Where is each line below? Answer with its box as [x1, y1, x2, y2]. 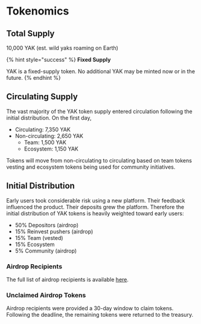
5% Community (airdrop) [14, 247, 77, 254]
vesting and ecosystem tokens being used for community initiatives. [6, 163, 176, 170]
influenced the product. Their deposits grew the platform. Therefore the [6, 203, 185, 210]
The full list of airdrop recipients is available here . [6, 276, 129, 283]
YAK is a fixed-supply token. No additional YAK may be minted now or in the [6, 68, 195, 75]
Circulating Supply [6, 92, 78, 102]
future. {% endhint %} [6, 74, 62, 81]
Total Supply [6, 28, 55, 39]
